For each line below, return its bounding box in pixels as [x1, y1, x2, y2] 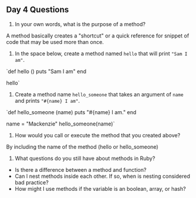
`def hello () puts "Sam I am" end [6, 68, 87, 75]
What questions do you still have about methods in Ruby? [14, 155, 156, 162]
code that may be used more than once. [6, 38, 104, 45]
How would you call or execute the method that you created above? [14, 131, 181, 139]
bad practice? [14, 178, 49, 186]
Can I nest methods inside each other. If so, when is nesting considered [14, 172, 190, 180]
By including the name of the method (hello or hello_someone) [6, 143, 159, 150]
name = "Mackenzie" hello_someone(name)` [6, 120, 115, 127]
